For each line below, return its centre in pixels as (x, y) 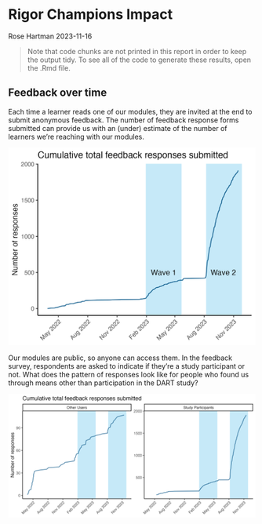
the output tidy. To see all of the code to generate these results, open (139, 60)
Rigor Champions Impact (91, 15)
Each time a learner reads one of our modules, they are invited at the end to (130, 111)
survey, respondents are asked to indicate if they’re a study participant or (127, 366)
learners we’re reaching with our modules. (76, 136)
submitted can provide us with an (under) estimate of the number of (118, 128)
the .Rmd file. (49, 67)
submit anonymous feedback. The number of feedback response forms (124, 120)
